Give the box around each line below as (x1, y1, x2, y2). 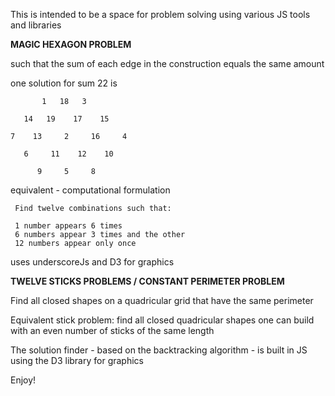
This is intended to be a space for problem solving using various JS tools (10, 9, 311, 20)
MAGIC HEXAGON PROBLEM (10, 39, 132, 50)
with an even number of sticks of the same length (10, 325, 215, 336)
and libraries (10, 19, 62, 31)
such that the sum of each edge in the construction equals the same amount (10, 58, 325, 69)
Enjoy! (10, 374, 37, 386)
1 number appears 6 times (14, 221, 123, 231)
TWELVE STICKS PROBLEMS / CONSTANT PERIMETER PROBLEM (10, 275, 285, 287)
